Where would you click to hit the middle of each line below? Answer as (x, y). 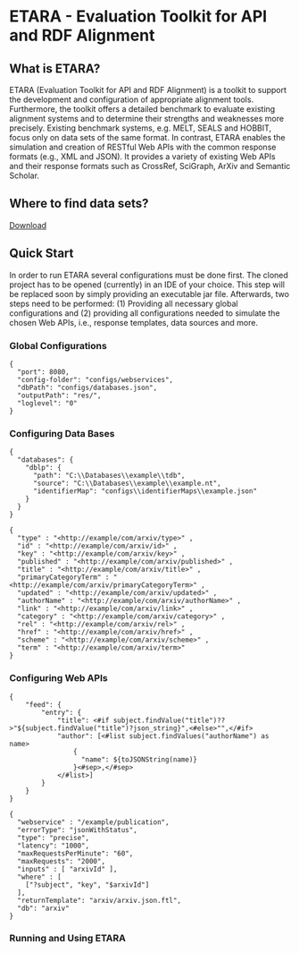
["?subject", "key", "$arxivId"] (87, 885)
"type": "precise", (54, 838)
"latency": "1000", (54, 846)
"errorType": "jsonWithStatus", (78, 830)
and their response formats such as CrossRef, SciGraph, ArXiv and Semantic (150, 166)
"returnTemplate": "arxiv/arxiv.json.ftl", (99, 900)
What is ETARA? (55, 68)
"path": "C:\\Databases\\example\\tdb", (109, 476)
